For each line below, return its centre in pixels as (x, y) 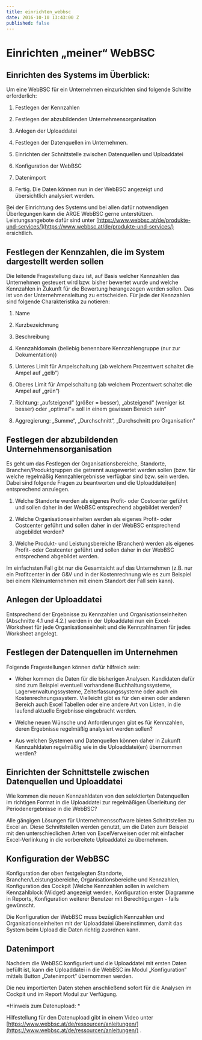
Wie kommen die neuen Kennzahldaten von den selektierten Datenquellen (98, 796)
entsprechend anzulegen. (38, 489)
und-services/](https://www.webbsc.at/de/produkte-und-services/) (90, 227)
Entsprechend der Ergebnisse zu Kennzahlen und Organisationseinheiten (97, 614)
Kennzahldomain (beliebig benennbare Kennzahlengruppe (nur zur (97, 348)
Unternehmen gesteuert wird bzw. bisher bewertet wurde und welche (92, 282)
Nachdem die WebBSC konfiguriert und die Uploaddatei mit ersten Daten (96, 963)
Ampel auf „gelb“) (37, 373)
